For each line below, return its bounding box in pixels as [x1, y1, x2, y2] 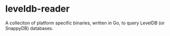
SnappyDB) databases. [5, 25, 53, 31]
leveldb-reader [5, 3, 70, 15]
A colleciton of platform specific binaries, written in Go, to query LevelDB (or [5, 20, 165, 26]
